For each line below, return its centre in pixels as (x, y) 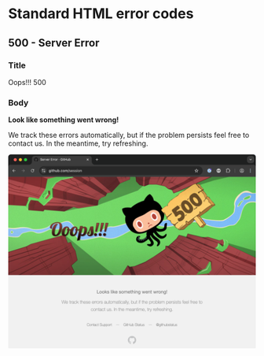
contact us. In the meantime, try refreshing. (78, 143)
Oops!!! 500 (27, 82)
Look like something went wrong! (64, 120)
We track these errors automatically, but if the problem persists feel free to (129, 135)
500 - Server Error (54, 43)
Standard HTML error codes (101, 14)
